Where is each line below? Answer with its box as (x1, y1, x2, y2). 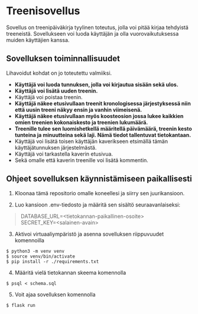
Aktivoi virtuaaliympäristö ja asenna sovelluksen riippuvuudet (14, 230, 164, 237)
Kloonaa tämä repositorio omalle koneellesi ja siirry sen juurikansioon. (14, 189, 185, 196)
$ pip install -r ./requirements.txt (6, 258, 99, 265)
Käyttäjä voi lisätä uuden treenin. (14, 87, 98, 94)
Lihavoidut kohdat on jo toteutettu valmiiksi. (6, 69, 112, 77)
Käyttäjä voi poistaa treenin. (14, 93, 83, 100)
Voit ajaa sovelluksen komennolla (14, 291, 96, 298)
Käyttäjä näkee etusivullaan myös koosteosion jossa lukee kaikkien (14, 112, 184, 119)
